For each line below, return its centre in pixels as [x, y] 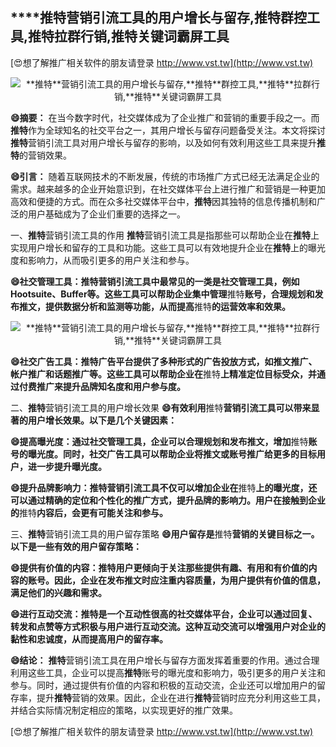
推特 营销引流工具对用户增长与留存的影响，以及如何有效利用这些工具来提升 [163, 142]
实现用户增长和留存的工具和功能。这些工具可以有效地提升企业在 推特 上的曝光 [168, 247]
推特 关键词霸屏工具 [170, 36]
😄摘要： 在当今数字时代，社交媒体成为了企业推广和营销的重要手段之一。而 [165, 117]
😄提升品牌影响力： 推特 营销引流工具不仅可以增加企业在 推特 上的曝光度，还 [164, 487]
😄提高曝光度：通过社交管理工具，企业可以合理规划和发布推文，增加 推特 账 [164, 441]
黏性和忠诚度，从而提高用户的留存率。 [89, 639]
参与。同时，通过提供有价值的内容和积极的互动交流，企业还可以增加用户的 [163, 685]
